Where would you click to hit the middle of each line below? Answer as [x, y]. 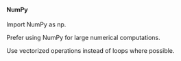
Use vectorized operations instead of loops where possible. [90, 51]
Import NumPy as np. [36, 24]
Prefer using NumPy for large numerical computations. [83, 38]
